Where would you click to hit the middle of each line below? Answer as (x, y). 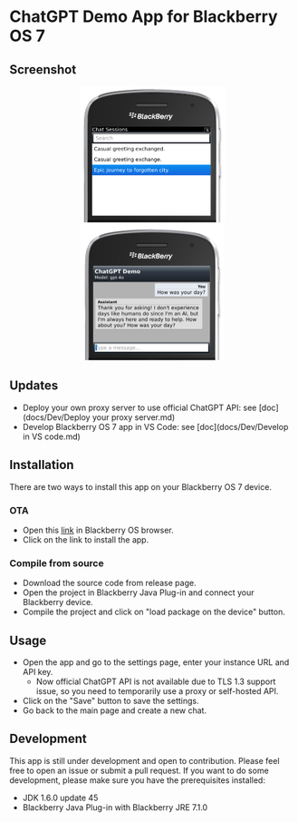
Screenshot (43, 69)
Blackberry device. (58, 602)
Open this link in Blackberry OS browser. (98, 530)
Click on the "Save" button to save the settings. (111, 701)
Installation (42, 465)
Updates (34, 386)
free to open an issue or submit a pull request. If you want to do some (139, 770)
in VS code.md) (52, 436)
